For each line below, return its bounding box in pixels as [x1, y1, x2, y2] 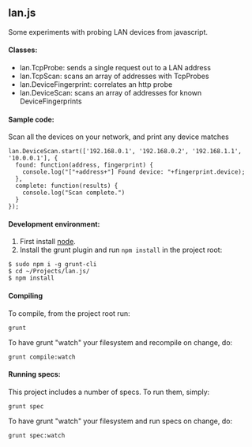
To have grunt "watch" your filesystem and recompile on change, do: [8, 337, 233, 347]
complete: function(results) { [15, 182, 118, 190]
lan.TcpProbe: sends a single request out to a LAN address [19, 63, 212, 73]
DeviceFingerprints [19, 96, 82, 106]
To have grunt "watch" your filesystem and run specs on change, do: [8, 416, 233, 426]
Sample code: [8, 115, 55, 124]
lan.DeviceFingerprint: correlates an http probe [19, 80, 173, 89]
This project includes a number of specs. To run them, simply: [8, 387, 210, 396]
